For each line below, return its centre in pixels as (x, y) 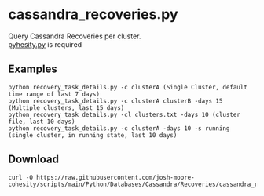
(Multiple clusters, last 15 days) (66, 107)
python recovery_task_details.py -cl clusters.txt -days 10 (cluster (125, 114)
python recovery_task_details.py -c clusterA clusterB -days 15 (115, 101)
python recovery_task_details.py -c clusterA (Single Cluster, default (128, 87)
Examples (33, 69)
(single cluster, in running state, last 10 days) (93, 135)
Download (33, 160)
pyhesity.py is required (45, 44)
